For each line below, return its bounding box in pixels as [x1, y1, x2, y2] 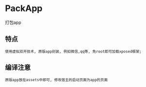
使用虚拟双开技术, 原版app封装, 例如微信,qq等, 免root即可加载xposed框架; [5, 49, 142, 54]
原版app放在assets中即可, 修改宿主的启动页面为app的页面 [5, 77, 108, 82]
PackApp [5, 3, 43, 14]
